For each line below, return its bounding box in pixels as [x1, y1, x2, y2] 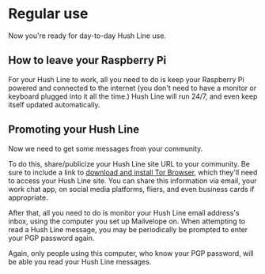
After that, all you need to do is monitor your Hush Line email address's [8, 208, 240, 217]
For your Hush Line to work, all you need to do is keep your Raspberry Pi [8, 74, 244, 84]
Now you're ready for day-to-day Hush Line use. [8, 31, 166, 40]
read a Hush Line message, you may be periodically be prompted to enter [8, 224, 248, 234]
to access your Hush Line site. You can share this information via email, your [8, 175, 257, 186]
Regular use [8, 5, 89, 23]
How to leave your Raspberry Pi [8, 54, 167, 67]
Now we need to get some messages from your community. [8, 144, 203, 153]
